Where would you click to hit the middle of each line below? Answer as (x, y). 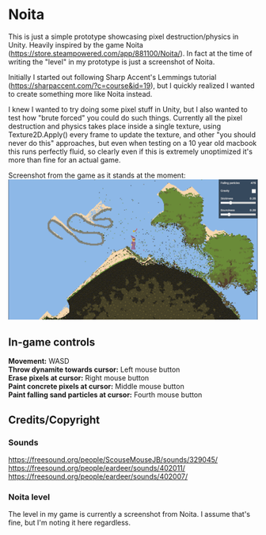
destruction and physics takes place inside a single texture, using (115, 126)
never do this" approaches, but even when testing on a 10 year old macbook (133, 143)
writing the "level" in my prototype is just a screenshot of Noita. (112, 62)
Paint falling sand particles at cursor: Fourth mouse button (105, 395)
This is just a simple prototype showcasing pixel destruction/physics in (123, 36)
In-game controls (52, 342)
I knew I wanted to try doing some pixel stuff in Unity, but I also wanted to (128, 109)
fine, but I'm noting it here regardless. (70, 523)
